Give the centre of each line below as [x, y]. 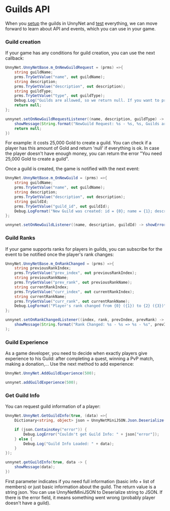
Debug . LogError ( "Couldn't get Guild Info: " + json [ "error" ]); [91, 434]
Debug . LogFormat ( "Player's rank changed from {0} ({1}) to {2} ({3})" [90, 306]
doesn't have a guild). [28, 503]
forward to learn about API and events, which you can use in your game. [80, 28]
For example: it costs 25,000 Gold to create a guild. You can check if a [78, 143]
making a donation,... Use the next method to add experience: [70, 364]
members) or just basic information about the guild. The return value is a [81, 487]
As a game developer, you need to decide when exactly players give [76, 353]
